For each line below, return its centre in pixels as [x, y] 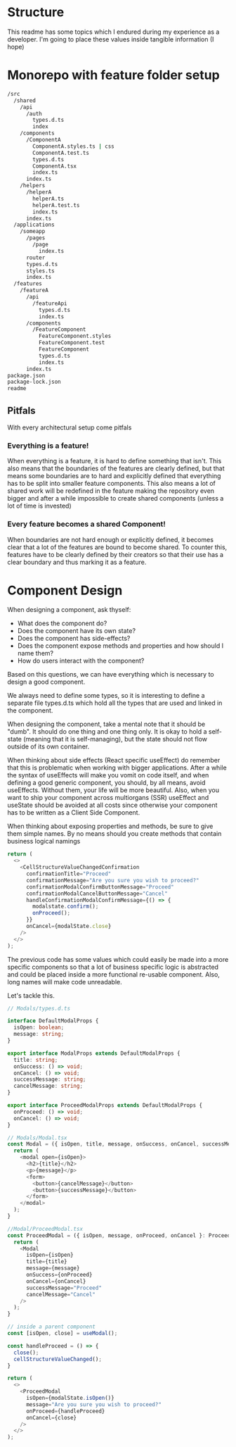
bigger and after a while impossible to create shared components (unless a [116, 499]
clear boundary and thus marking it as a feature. [77, 562]
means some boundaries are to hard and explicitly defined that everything [114, 476]
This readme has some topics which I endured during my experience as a [113, 32]
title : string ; [36, 1060]
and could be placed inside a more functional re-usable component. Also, [113, 974]
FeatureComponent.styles [75, 336]
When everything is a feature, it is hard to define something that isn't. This [114, 461]
